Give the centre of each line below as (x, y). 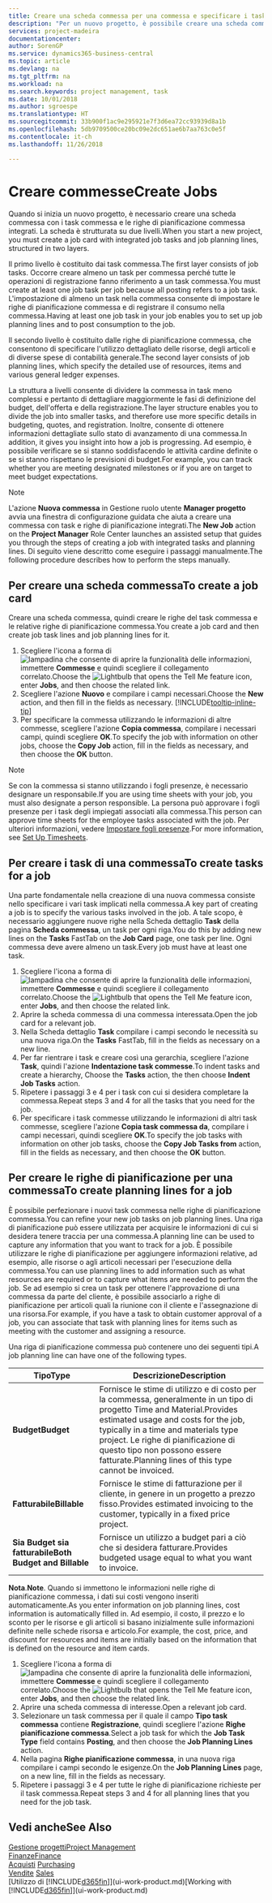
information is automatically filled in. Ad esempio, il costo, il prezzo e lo (127, 1613)
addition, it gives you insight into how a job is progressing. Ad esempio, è (130, 442)
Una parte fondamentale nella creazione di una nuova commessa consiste (132, 895)
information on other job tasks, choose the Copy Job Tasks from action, (140, 1144)
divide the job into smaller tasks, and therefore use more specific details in (132, 416)
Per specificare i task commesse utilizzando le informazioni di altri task (138, 1118)
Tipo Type (52, 1375)
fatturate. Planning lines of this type (166, 1460)
